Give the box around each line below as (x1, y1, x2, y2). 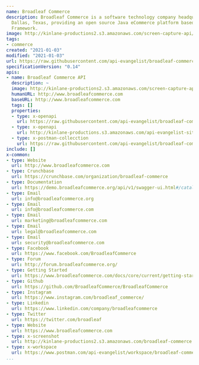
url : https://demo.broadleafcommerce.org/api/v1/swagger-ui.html (11, 185, 176, 190)
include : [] (6, 146, 36, 152)
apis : (6, 69, 20, 75)
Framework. (11, 25, 38, 31)
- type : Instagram (6, 289, 52, 295)
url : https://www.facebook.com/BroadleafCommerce (11, 251, 136, 257)
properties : (11, 108, 41, 114)
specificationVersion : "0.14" (6, 63, 81, 70)
